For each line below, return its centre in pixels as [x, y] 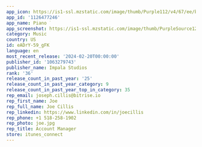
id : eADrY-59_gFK [28, 46]
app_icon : [19, 12]
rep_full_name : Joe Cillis [40, 106]
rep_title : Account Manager [41, 129]
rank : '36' [20, 73]
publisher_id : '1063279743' [41, 62]
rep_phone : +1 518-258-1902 [41, 118]
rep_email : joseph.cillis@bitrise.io [54, 95]
